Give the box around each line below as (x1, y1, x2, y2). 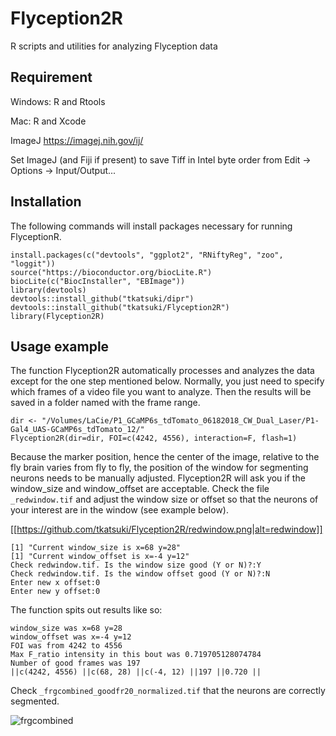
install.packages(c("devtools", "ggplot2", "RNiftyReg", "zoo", (10, 250, 284, 260)
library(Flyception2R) (10, 311, 105, 321)
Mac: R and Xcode (10, 115, 87, 127)
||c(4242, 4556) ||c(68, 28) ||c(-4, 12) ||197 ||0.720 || (10, 667, 262, 677)
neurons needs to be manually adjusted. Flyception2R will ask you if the (10, 472, 306, 484)
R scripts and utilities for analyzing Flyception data (10, 40, 218, 52)
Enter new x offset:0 (10, 578, 101, 588)
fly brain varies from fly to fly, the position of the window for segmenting (10, 462, 309, 474)
